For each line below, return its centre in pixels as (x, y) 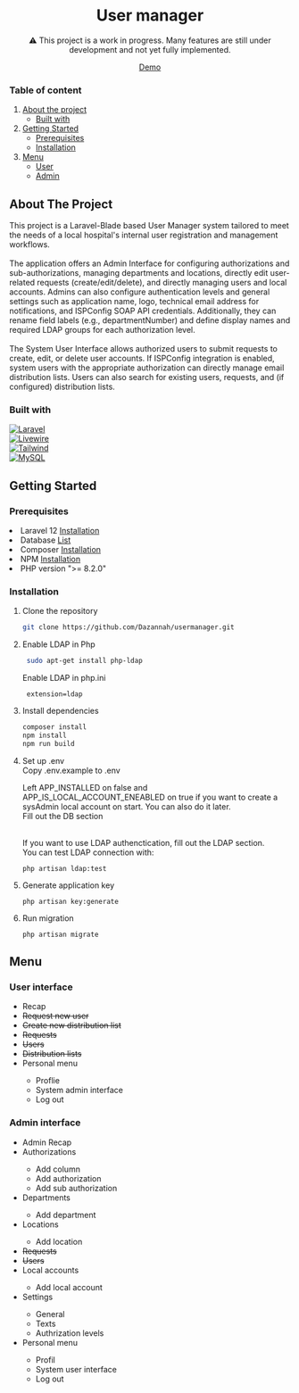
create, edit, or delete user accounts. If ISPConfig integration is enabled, (142, 359)
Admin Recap (47, 1142)
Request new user (55, 1016)
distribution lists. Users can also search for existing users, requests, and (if (147, 377)
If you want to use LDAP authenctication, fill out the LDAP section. (143, 842)
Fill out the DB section (62, 816)
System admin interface (79, 1090)
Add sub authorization (76, 1188)
